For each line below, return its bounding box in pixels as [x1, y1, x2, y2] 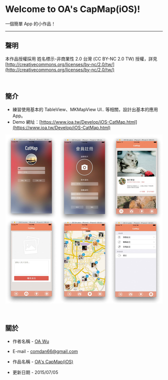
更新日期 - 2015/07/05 [12, 369, 58, 375]
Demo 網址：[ [12, 119, 41, 125]
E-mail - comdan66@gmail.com [12, 348, 78, 354]
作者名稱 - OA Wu [12, 338, 49, 344]
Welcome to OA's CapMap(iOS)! [5, 4, 140, 15]
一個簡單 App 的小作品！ [5, 21, 56, 27]
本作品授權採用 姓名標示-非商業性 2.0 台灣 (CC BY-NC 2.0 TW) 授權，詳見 [5, 56, 157, 62]
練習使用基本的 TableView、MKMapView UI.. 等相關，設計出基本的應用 [12, 106, 158, 112]
